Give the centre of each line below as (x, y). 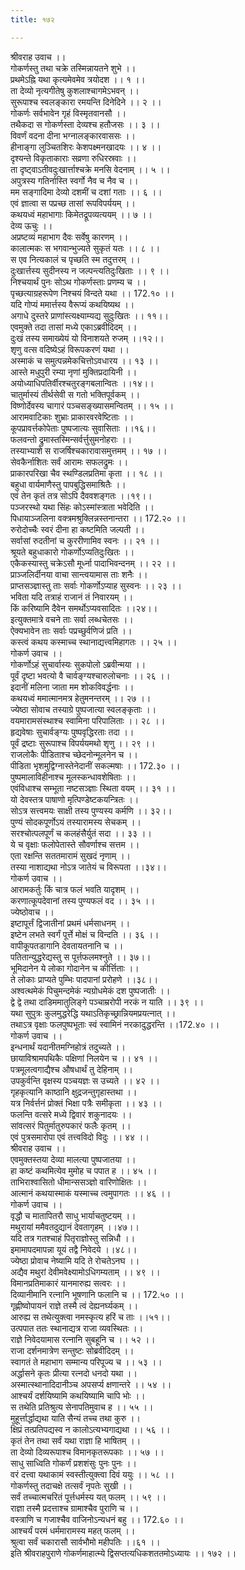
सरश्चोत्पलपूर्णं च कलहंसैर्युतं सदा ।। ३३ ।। (81, 833)
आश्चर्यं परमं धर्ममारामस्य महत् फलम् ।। (73, 1530)
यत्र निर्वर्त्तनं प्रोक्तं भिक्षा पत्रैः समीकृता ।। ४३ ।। (86, 1103)
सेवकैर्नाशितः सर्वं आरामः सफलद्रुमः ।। (69, 462)
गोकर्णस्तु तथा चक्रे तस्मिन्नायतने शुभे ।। (73, 68)
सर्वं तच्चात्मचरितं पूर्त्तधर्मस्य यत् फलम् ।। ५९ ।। (88, 1497)
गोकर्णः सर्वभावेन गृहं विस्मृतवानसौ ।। (68, 113)
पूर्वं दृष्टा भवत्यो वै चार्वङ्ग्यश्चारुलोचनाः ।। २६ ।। (90, 675)
